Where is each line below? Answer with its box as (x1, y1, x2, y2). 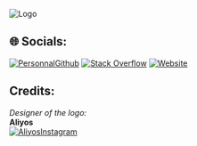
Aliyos (9, 117, 34, 127)
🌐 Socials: (9, 34, 68, 49)
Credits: (9, 84, 55, 99)
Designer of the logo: (9, 107, 87, 118)
